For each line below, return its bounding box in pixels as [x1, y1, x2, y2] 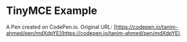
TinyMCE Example [6, 4, 98, 17]
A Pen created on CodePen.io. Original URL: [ [6, 23, 116, 30]
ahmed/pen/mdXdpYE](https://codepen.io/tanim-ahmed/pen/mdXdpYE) [6, 29, 181, 36]
